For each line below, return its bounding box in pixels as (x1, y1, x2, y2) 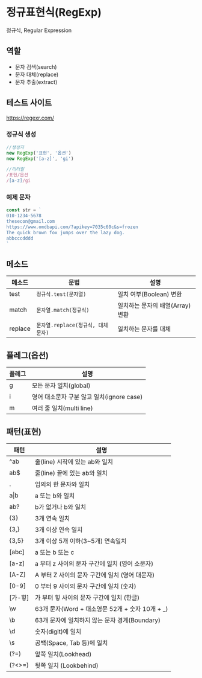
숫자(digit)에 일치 (35, 627, 82, 636)
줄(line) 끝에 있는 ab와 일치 (35, 469, 108, 477)
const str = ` (6, 207, 42, 213)
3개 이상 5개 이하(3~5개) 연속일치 (35, 537, 127, 545)
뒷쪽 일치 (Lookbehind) (35, 661, 99, 670)
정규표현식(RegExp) (6, 5, 102, 19)
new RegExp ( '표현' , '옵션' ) (6, 150, 72, 156)
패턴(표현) (6, 426, 42, 437)
